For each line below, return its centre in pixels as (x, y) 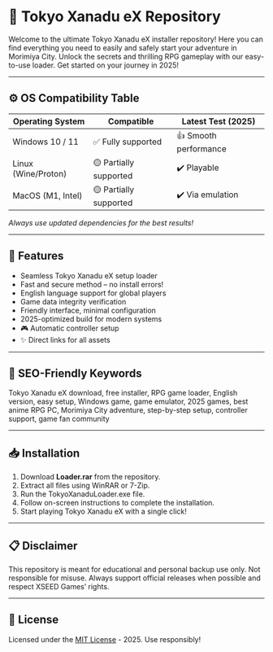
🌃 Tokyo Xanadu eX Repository (115, 17)
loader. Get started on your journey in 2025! (105, 65)
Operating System (49, 121)
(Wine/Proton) (40, 174)
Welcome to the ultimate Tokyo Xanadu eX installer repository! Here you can (136, 39)
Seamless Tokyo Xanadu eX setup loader (89, 275)
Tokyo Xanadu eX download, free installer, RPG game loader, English (123, 393)
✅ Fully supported (128, 142)
